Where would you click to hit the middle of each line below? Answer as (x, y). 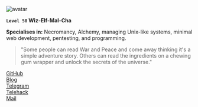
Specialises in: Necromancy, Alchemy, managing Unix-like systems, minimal (99, 32)
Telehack (17, 92)
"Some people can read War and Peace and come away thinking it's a (106, 49)
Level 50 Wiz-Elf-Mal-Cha (39, 20)
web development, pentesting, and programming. (66, 38)
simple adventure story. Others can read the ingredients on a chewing (106, 56)
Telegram (18, 86)
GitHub (15, 73)
